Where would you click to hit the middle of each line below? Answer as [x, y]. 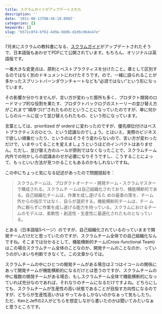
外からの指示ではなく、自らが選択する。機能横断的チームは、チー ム [85, 201]
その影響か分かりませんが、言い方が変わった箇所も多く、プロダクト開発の [79, 97]
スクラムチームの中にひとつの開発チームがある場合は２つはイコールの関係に [81, 264]
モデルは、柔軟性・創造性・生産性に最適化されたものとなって [87, 213]
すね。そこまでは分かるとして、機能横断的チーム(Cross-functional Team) [82, 242]
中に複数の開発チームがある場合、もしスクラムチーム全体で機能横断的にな [79, 276]
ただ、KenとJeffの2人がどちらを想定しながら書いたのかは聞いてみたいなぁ [80, 301]
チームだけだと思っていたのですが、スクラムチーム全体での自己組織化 [79, 236]
